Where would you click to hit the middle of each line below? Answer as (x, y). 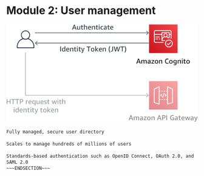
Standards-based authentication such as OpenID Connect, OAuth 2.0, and (100, 156)
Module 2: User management (81, 11)
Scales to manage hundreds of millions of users (69, 144)
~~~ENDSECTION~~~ (28, 168)
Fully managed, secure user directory (55, 132)
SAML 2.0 (17, 162)
